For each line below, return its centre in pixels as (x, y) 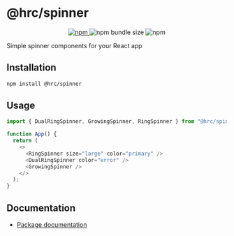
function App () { (32, 134)
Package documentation (52, 224)
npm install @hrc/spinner (44, 84)
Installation (31, 68)
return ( (25, 141)
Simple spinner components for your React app (74, 45)
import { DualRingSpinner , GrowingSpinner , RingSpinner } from (101, 121)
